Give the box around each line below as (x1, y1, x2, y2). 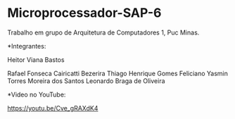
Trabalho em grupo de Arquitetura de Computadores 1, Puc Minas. (7, 28, 200, 37)
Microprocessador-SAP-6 (7, 5, 162, 21)
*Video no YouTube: (7, 90, 66, 99)
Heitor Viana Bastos (7, 55, 65, 64)
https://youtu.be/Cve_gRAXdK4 (7, 104, 99, 112)
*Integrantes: (7, 42, 46, 50)
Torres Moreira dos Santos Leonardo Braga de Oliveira (7, 76, 165, 85)
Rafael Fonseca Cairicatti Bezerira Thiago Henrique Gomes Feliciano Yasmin (7, 69, 229, 77)
